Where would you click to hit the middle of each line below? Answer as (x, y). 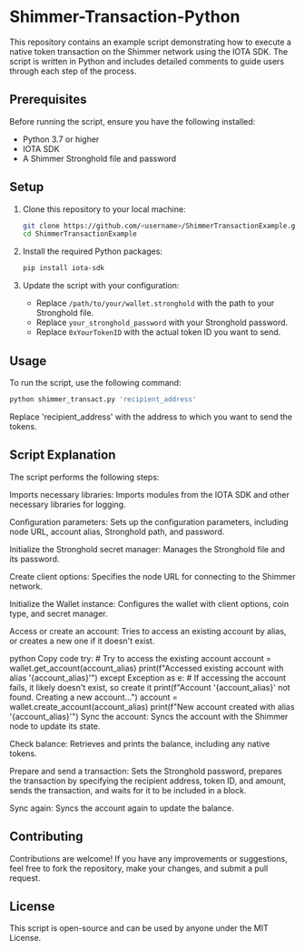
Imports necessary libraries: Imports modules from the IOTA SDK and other (150, 494)
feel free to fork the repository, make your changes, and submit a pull (139, 868)
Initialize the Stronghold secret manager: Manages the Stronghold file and (148, 549)
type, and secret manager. (59, 613)
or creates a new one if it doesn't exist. (82, 641)
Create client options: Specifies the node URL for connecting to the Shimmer (152, 576)
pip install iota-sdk (63, 268)
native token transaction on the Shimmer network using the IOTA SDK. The (149, 51)
